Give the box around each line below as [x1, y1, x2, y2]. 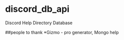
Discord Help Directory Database [5, 20, 73, 26]
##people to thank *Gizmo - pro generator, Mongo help [5, 29, 119, 35]
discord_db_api [5, 3, 69, 15]
